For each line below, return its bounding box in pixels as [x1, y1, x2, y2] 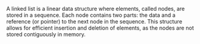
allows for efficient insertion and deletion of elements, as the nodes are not [6, 24, 195, 31]
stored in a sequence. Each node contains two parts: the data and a [6, 11, 176, 19]
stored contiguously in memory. [6, 31, 86, 38]
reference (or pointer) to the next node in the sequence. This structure [6, 18, 182, 25]
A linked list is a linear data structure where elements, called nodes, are [6, 5, 185, 12]
